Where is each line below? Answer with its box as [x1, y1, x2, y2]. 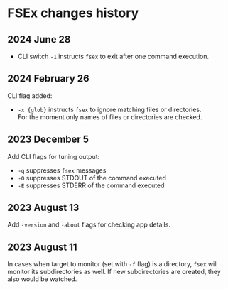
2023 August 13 [7, 202, 80, 214]
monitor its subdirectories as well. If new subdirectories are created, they [7, 268, 222, 276]
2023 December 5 [7, 133, 89, 146]
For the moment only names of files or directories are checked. [17, 112, 202, 121]
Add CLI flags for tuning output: [7, 152, 100, 160]
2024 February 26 [7, 72, 90, 84]
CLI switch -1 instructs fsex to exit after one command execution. [17, 52, 210, 60]
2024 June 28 [7, 33, 71, 45]
